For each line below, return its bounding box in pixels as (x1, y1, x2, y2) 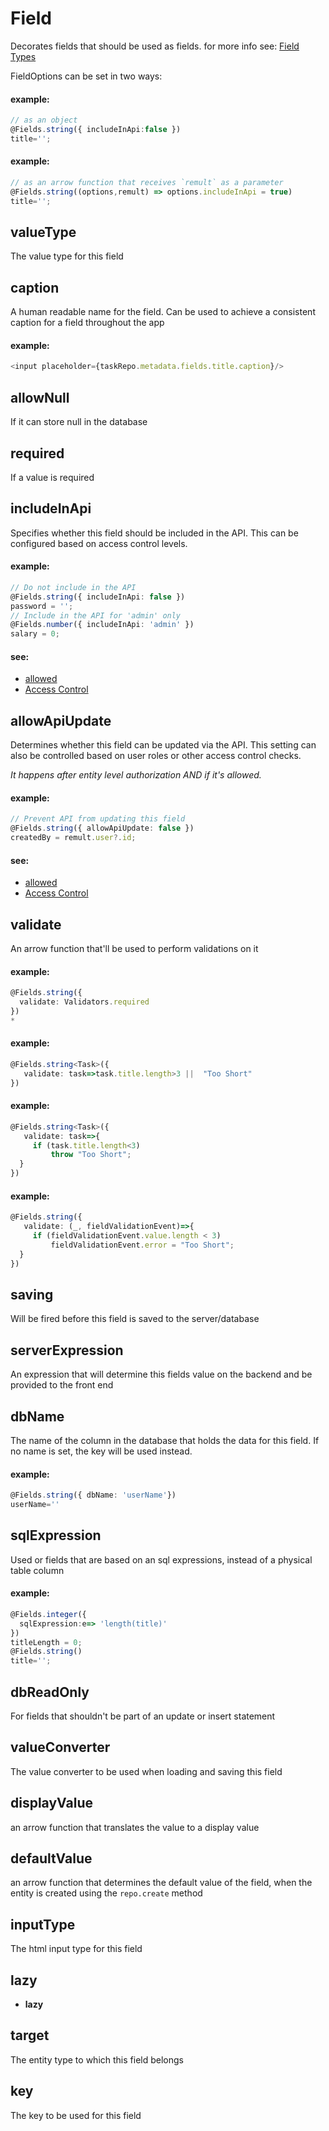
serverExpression (10, 1342, 124, 1359)
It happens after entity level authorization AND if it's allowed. (10, 769, 262, 781)
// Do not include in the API (10, 582, 137, 592)
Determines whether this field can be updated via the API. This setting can (10, 739, 317, 751)
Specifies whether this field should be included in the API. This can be (10, 527, 299, 539)
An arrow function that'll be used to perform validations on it (10, 943, 259, 955)
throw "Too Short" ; (50, 1150, 132, 1160)
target (10, 2027, 50, 2044)
